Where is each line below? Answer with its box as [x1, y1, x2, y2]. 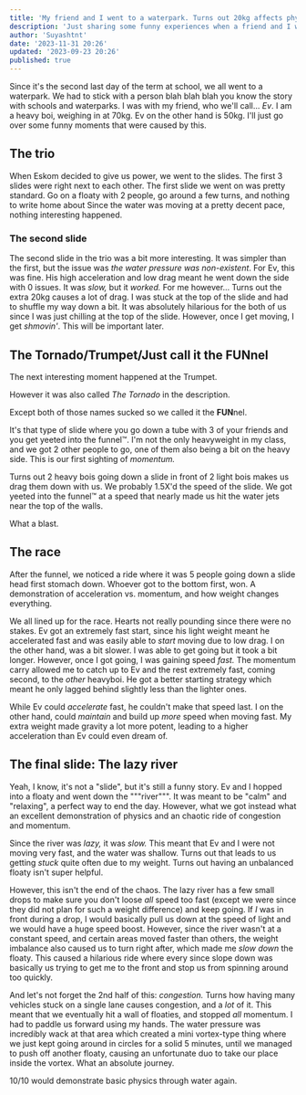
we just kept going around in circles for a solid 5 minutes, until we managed [9, 1037, 293, 1048]
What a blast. [9, 518, 59, 529]
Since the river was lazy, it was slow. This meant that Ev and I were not [9, 837, 275, 848]
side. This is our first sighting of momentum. [9, 453, 176, 464]
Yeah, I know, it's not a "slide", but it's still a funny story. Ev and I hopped [9, 781, 282, 792]
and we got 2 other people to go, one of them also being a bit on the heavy [9, 444, 291, 455]
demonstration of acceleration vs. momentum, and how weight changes [9, 588, 280, 599]
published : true [9, 56, 71, 65]
